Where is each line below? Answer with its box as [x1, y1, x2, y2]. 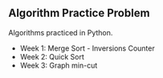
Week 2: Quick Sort [19, 51, 84, 61]
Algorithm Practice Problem [8, 6, 150, 20]
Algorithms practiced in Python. [8, 27, 113, 37]
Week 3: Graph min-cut [19, 60, 98, 70]
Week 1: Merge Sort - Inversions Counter [19, 43, 155, 53]
